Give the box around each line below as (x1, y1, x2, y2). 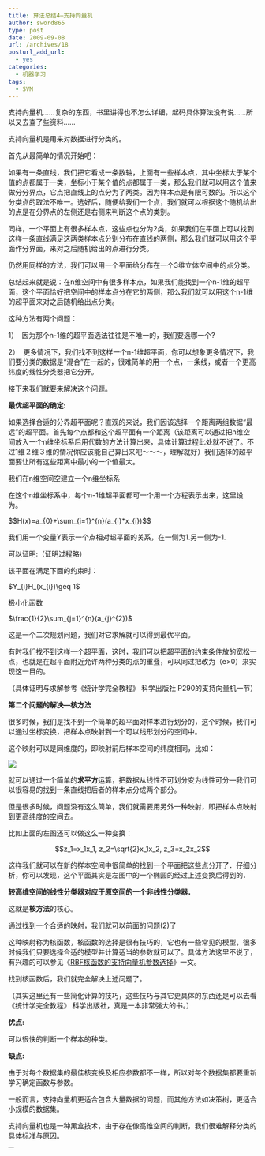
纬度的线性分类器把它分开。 (8, 367, 99, 377)
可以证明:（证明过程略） (8, 550, 87, 559)
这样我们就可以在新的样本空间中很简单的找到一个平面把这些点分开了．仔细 (8, 861, 250, 870)
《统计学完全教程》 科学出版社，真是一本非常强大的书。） (8, 1000, 193, 1011)
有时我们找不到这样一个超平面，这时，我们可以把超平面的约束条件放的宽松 (8, 647, 250, 656)
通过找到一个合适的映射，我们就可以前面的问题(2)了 (8, 921, 177, 930)
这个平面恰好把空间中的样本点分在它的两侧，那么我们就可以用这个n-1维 (21, 287, 254, 297)
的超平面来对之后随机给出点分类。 (8, 297, 119, 306)
